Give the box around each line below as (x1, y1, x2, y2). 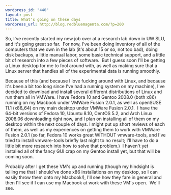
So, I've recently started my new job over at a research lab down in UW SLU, (5, 36, 165, 42)
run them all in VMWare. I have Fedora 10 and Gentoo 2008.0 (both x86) (5, 94, 156, 100)
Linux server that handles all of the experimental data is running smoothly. (5, 68, 161, 74)
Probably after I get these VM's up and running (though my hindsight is (5, 163, 154, 170)
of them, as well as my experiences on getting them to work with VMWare (5, 127, 160, 133)
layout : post (5, 12, 33, 17)
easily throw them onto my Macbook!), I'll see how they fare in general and (5, 174, 162, 181)
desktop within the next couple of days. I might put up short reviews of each (5, 121, 165, 127)
